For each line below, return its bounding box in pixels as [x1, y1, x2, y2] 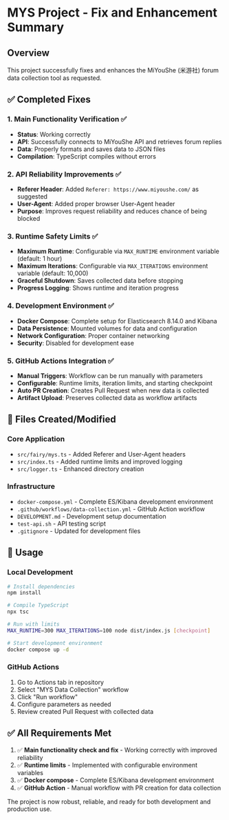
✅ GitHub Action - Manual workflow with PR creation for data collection [17, 783, 221, 792]
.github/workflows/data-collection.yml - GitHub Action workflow [17, 505, 205, 513]
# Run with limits [7, 621, 60, 628]
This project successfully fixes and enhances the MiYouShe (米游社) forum [7, 66, 219, 74]
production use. [7, 805, 52, 813]
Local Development [7, 568, 74, 577]
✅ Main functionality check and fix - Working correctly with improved [17, 746, 217, 754]
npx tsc [7, 608, 30, 615]
